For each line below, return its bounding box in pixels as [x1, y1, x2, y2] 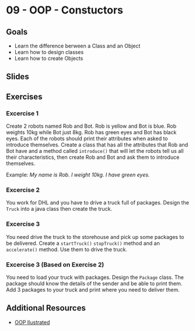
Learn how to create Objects [14, 55, 83, 62]
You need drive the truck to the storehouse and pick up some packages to [6, 233, 184, 240]
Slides [6, 71, 29, 82]
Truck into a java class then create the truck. [6, 206, 113, 213]
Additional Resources [6, 303, 86, 313]
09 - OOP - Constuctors [6, 4, 124, 17]
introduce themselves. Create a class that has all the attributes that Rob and [6, 141, 189, 148]
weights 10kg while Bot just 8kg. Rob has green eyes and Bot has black [6, 129, 177, 136]
